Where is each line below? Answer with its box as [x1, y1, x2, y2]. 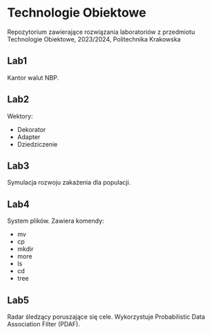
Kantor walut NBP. [7, 73, 59, 82]
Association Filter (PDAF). [7, 320, 81, 328]
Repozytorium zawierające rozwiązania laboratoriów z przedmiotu [7, 28, 195, 36]
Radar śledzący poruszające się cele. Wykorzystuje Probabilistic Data [7, 313, 206, 321]
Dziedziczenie [17, 140, 58, 148]
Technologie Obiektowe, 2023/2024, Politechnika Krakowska [7, 35, 181, 43]
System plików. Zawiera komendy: [7, 216, 105, 225]
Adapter [17, 133, 41, 141]
